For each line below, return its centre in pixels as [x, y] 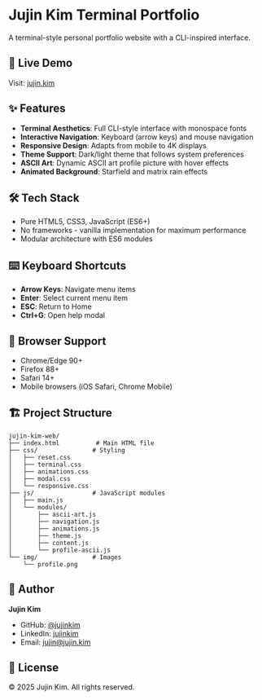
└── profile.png [51, 564]
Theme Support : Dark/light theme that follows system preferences [132, 154]
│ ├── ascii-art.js [52, 514]
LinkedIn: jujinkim [49, 633]
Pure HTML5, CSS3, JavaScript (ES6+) [85, 222]
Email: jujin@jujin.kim [55, 642]
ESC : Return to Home [56, 306]
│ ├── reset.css [39, 457]
